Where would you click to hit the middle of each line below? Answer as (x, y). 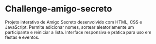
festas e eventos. (22, 37)
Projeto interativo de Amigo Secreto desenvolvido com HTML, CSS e (74, 22)
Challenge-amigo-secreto (59, 9)
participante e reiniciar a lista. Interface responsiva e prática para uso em (78, 32)
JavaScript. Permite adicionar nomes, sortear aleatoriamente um (70, 27)
